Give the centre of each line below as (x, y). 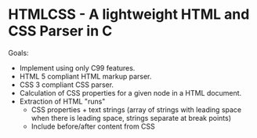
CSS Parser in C (60, 31)
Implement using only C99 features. (77, 67)
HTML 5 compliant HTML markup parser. (85, 76)
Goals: (18, 53)
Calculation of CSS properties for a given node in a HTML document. (130, 93)
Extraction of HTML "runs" (62, 101)
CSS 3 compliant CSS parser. (67, 85)
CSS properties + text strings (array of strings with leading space (136, 109)
